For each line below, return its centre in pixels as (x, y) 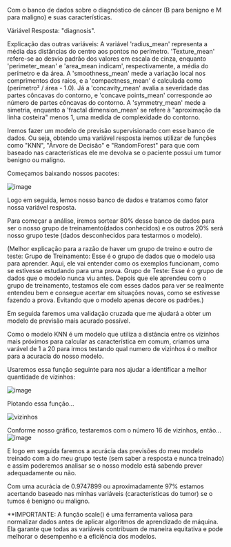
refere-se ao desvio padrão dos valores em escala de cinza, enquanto (107, 59)
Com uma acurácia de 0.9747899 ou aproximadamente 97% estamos (106, 486)
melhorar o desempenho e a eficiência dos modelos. (82, 536)
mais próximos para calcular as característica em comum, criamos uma (108, 341)
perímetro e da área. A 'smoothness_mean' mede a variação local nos (107, 73)
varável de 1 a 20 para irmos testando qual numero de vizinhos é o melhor (112, 349)
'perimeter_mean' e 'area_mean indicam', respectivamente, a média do (108, 66)
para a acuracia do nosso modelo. (56, 356)
